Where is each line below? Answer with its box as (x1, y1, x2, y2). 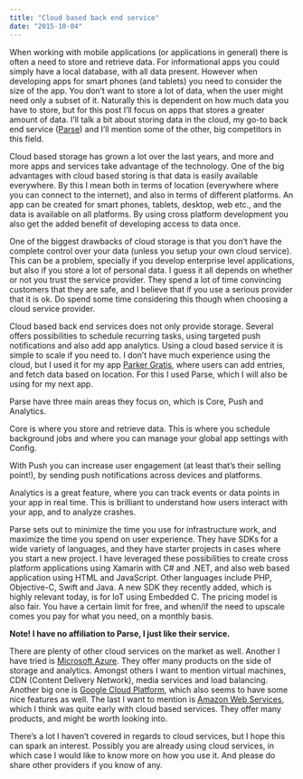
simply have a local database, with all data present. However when (9, 65, 258, 77)
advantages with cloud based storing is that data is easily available (9, 169, 259, 181)
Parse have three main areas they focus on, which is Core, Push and (9, 396, 264, 407)
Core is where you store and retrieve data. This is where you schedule (9, 423, 271, 434)
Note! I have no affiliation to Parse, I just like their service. (9, 628, 231, 639)
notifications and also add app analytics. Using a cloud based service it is (9, 340, 283, 351)
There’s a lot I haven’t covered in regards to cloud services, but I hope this (9, 730, 286, 741)
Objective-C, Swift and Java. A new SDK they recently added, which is (9, 582, 272, 592)
